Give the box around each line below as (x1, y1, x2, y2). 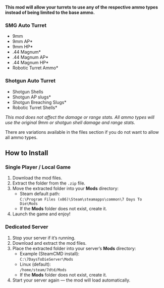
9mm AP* (12, 38, 33, 44)
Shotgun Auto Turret (5, 77, 56, 84)
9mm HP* (12, 44, 33, 50)
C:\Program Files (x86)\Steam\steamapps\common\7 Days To (19, 197, 142, 202)
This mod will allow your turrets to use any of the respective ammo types (5, 4, 159, 10)
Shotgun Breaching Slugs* (12, 99, 67, 105)
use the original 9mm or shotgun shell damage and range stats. (5, 119, 135, 125)
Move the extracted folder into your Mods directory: (12, 186, 119, 192)
